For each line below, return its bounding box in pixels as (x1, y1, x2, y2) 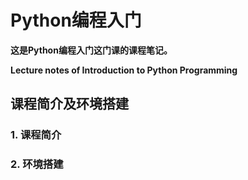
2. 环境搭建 (10, 157, 64, 171)
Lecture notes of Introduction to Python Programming (10, 64, 238, 76)
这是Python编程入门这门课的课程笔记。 (10, 44, 173, 56)
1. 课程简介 (10, 128, 62, 142)
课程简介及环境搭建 (10, 96, 129, 113)
